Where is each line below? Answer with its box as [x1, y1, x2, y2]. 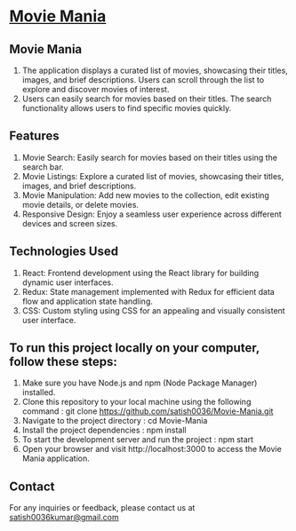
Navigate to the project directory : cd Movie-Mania [21, 416, 208, 426]
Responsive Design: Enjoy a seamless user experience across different [21, 209, 282, 219]
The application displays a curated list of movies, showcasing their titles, [21, 65, 289, 75]
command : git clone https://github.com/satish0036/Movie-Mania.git [21, 406, 274, 416]
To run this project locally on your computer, [9, 340, 260, 356]
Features [9, 129, 60, 144]
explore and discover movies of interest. [21, 84, 170, 94]
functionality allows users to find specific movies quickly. [21, 103, 232, 113]
